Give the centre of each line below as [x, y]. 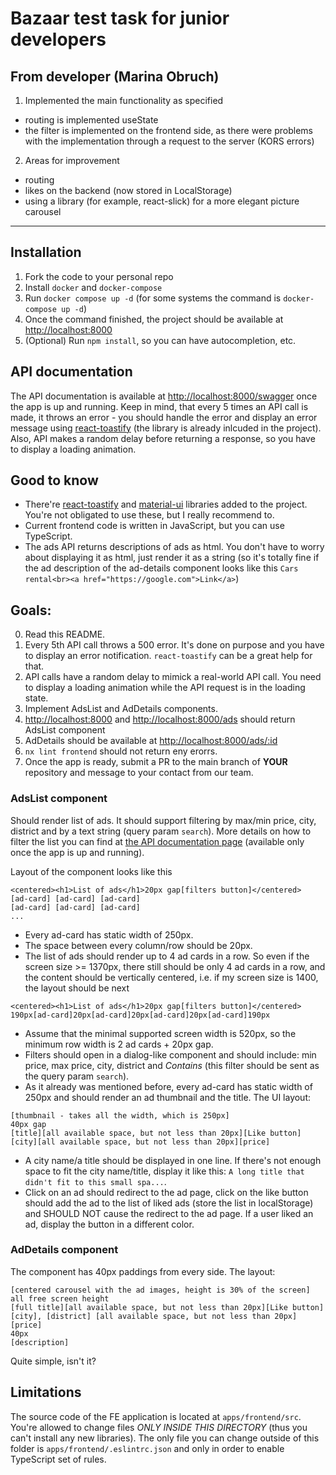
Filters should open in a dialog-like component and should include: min [170, 1054]
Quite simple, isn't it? [53, 1361]
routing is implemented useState [91, 120]
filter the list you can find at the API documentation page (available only [157, 841]
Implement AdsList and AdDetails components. [121, 709]
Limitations [46, 1392]
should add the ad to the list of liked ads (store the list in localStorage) [169, 1203]
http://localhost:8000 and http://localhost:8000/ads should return [160, 719]
